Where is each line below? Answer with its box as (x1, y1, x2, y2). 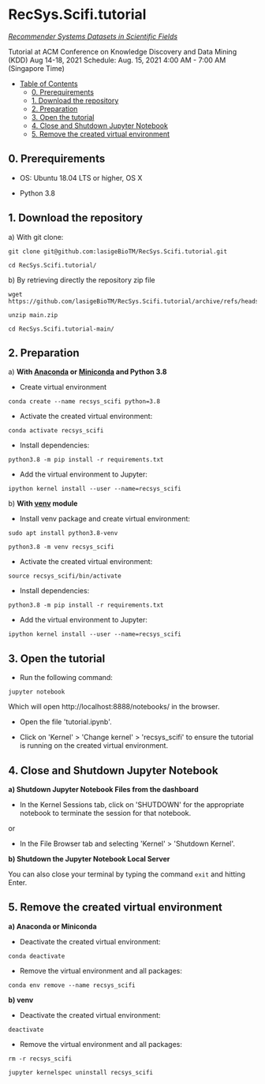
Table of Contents (19, 79, 78, 88)
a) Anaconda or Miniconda (8, 921, 97, 931)
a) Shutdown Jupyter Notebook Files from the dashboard (8, 785, 199, 794)
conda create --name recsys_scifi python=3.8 (8, 398, 160, 406)
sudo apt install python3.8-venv (8, 529, 118, 537)
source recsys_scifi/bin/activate (8, 572, 122, 581)
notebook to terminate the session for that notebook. (19, 809, 192, 817)
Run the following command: (19, 673, 113, 682)
